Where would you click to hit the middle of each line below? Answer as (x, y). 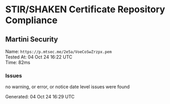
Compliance (31, 20)
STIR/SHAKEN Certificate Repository (85, 9)
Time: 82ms (18, 62)
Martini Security (32, 39)
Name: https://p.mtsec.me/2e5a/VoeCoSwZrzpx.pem (59, 51)
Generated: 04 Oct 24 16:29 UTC (40, 97)
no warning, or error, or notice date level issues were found (68, 87)
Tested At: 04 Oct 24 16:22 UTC (39, 57)
